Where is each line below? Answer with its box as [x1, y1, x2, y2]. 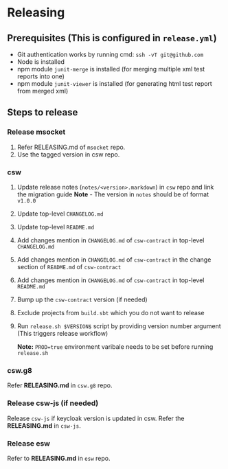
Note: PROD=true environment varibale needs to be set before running [16, 342, 214, 351]
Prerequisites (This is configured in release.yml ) [7, 32, 218, 44]
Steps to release [7, 106, 78, 118]
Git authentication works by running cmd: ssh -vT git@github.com [16, 50, 204, 58]
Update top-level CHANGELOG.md [16, 209, 104, 218]
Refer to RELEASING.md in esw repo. [7, 454, 111, 462]
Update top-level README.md [16, 222, 95, 231]
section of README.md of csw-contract [16, 262, 122, 271]
